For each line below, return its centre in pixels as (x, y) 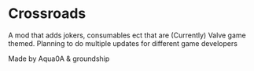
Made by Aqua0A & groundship (59, 59)
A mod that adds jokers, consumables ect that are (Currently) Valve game (127, 35)
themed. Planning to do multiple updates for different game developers (123, 43)
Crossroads (47, 14)
